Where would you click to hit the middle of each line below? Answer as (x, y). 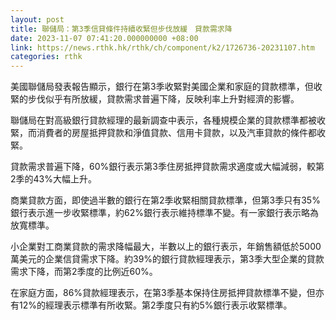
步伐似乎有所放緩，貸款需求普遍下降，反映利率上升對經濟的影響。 (163, 99)
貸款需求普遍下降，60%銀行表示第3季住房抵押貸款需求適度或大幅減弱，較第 (167, 167)
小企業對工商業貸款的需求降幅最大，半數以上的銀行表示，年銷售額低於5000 (166, 247)
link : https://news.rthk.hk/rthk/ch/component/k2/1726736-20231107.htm (162, 47)
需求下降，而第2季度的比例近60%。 (84, 272)
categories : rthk (46, 57)
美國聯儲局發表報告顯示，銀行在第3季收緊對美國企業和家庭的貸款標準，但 (162, 87)
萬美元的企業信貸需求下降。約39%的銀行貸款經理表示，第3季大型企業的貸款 (167, 259)
